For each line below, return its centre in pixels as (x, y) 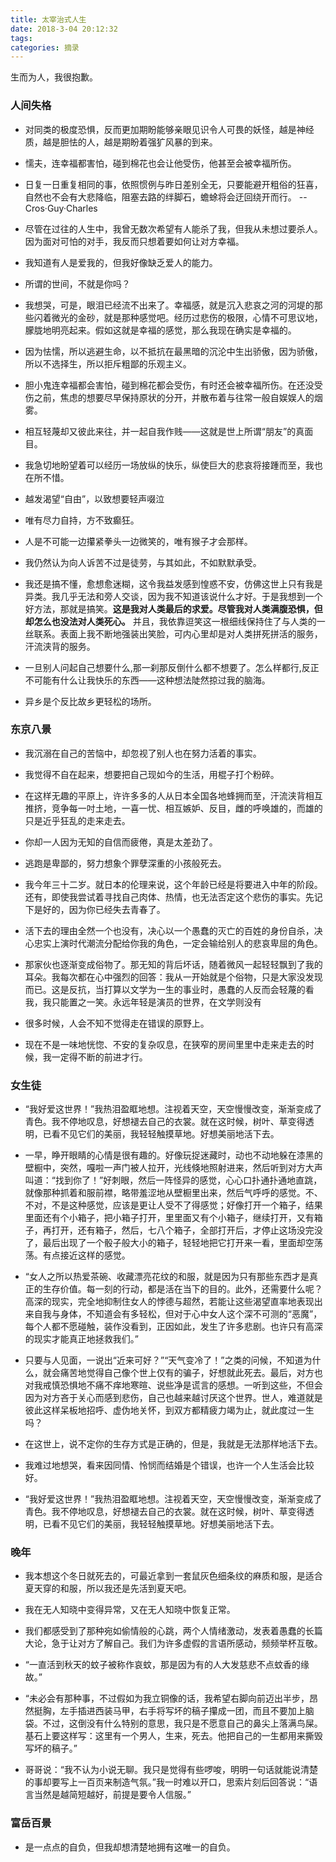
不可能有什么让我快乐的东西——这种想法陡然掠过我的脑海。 (147, 680)
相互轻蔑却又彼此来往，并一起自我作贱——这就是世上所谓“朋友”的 (160, 431)
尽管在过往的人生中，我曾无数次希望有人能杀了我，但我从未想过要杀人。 (173, 228)
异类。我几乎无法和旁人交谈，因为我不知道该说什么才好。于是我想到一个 (173, 596)
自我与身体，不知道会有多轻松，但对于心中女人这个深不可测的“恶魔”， (178, 1314)
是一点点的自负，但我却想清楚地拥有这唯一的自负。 (130, 1847)
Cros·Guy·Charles (61, 208)
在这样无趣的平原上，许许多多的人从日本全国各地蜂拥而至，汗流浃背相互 (173, 795)
